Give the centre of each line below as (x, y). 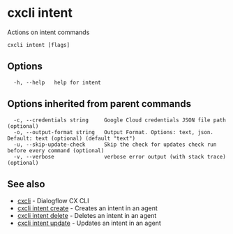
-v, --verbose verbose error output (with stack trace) (120, 156)
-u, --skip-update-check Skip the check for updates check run (115, 145)
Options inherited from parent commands (99, 104)
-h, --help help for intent (57, 82)
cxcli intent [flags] (39, 45)
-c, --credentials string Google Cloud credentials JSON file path (120, 120)
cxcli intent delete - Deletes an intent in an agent (87, 216)
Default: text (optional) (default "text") (72, 138)
